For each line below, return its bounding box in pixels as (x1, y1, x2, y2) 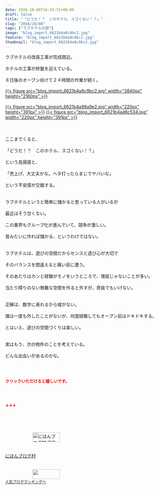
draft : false (5, 12, 32, 17)
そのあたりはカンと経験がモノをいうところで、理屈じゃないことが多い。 (5, 273, 153, 279)
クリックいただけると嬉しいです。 (5, 378, 70, 384)
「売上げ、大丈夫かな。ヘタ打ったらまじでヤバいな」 (5, 170, 114, 177)
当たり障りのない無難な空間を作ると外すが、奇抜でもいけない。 (5, 285, 136, 291)
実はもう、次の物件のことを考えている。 (5, 341, 88, 347)
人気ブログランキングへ (5, 479, 46, 485)
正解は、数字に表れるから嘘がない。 (5, 301, 79, 307)
